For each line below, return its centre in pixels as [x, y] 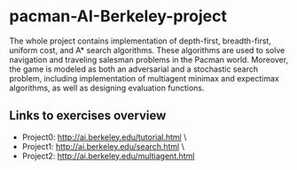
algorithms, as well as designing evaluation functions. [107, 88]
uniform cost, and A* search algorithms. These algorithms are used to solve [147, 50]
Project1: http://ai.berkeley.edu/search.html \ [103, 146]
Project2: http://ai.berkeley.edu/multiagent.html [108, 156]
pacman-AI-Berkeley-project [118, 16]
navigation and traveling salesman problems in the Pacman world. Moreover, [149, 59]
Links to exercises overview [88, 116]
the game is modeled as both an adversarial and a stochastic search [134, 69]
